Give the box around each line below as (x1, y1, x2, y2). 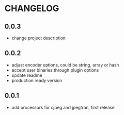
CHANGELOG (4, 3, 59, 14)
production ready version (11, 77, 62, 83)
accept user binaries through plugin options (11, 67, 99, 73)
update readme (11, 72, 42, 78)
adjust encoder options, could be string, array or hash (11, 62, 119, 68)
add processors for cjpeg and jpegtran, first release (11, 104, 115, 110)
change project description (11, 35, 66, 41)
